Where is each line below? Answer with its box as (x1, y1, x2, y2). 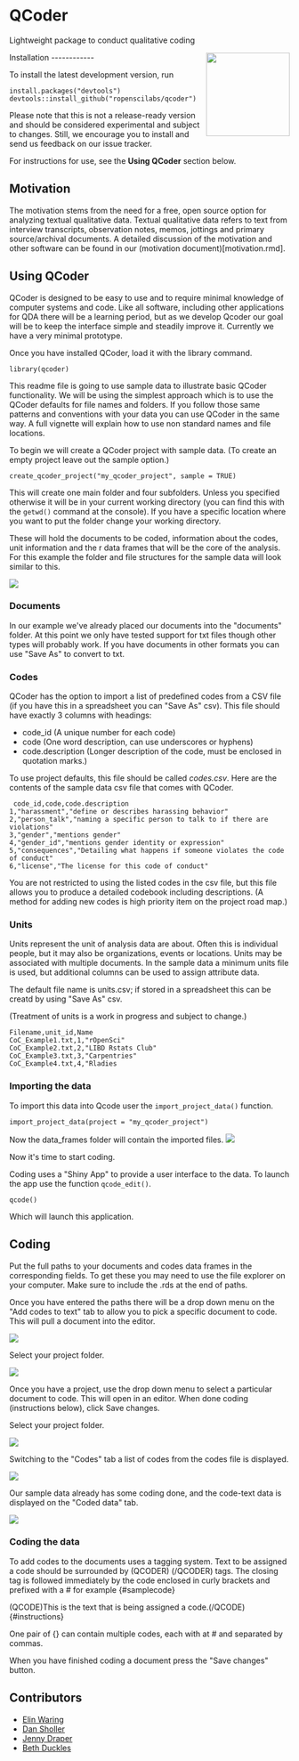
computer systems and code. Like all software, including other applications (9, 302, 285, 312)
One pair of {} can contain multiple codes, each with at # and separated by (9, 1628, 283, 1639)
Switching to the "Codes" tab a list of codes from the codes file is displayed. (9, 1453, 289, 1465)
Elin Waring (21, 1714, 64, 1724)
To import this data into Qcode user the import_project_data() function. (9, 1100, 274, 1111)
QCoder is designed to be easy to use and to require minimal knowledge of (9, 292, 285, 303)
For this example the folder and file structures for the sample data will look (9, 551, 282, 562)
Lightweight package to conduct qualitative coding (9, 35, 196, 45)
